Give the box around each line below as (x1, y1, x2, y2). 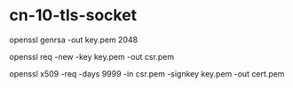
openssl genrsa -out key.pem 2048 (9, 34, 139, 45)
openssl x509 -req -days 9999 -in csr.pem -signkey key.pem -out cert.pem (9, 68, 285, 79)
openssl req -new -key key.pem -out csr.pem (9, 51, 175, 62)
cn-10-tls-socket (9, 5, 138, 26)
